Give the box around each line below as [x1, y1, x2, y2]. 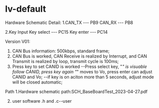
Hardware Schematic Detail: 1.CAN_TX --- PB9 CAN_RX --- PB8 [5, 20, 134, 25]
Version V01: [5, 38, 30, 44]
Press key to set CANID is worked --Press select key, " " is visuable [12, 64, 147, 69]
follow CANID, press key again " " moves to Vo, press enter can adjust [12, 68, 153, 74]
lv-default [5, 3, 46, 15]
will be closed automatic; [12, 79, 63, 85]
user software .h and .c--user [12, 98, 72, 104]
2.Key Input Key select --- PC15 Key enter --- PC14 [5, 29, 108, 35]
